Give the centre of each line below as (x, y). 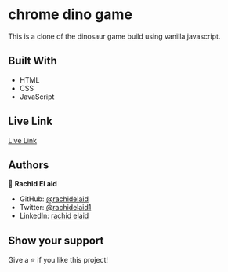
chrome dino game (71, 15)
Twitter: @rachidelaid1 (55, 208)
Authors (29, 165)
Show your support (56, 240)
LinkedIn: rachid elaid (54, 216)
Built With (33, 61)
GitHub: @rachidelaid (54, 199)
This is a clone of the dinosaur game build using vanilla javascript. (114, 36)
